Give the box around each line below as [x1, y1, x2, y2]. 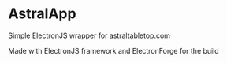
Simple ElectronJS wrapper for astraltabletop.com [8, 31, 171, 40]
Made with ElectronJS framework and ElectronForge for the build [8, 46, 219, 55]
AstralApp [8, 5, 76, 23]
